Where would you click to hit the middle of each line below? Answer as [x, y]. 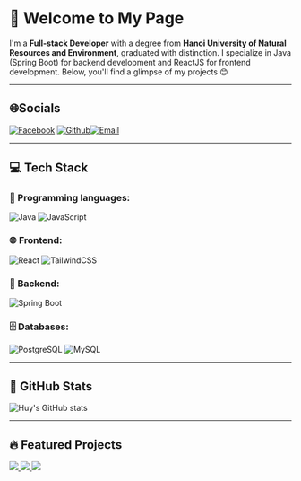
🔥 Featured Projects [66, 445]
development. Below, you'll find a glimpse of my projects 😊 [119, 72]
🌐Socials [35, 108]
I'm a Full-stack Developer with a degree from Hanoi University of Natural [148, 43]
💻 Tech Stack [49, 168]
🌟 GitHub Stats [51, 386]
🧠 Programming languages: [70, 198]
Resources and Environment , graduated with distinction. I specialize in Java [150, 52]
